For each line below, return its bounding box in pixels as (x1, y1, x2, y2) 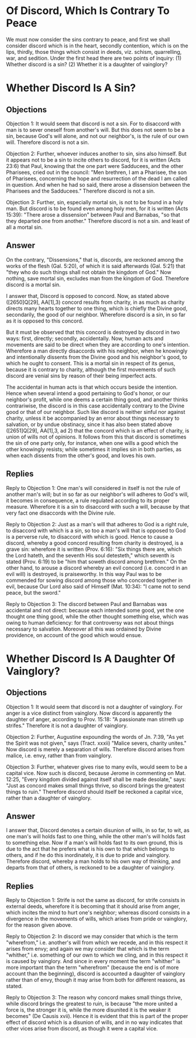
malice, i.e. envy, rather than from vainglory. (6, 752, 112, 759)
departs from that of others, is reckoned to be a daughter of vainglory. (6, 864, 176, 871)
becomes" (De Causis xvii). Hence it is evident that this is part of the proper (6, 1013, 188, 1020)
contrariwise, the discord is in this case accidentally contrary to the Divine (6, 402, 185, 409)
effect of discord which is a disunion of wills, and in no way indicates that (6, 1019, 183, 1026)
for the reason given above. (6, 921, 73, 929)
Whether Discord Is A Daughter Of (6, 652, 176, 665)
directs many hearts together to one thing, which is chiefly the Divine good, (6, 304, 188, 311)
